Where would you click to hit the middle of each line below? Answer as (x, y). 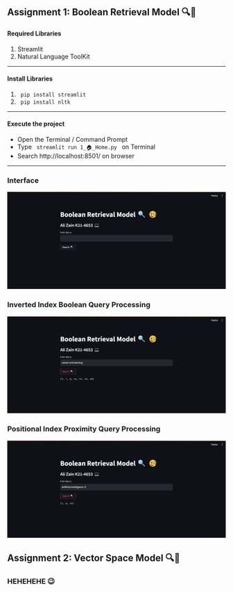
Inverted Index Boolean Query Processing (79, 305)
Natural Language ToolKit (53, 56)
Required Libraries (34, 33)
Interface (23, 180)
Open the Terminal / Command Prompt (72, 139)
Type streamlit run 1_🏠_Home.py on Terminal (86, 147)
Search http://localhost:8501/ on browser (76, 156)
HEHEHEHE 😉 (31, 582)
